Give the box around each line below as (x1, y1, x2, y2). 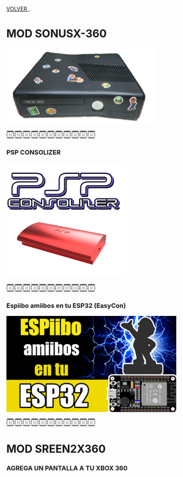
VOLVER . (6, 6, 31, 12)
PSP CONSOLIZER (6, 148, 61, 156)
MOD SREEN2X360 (6, 442, 106, 455)
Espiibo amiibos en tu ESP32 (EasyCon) (6, 301, 127, 310)
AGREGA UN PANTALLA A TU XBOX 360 (6, 463, 128, 472)
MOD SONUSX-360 (6, 27, 107, 41)
